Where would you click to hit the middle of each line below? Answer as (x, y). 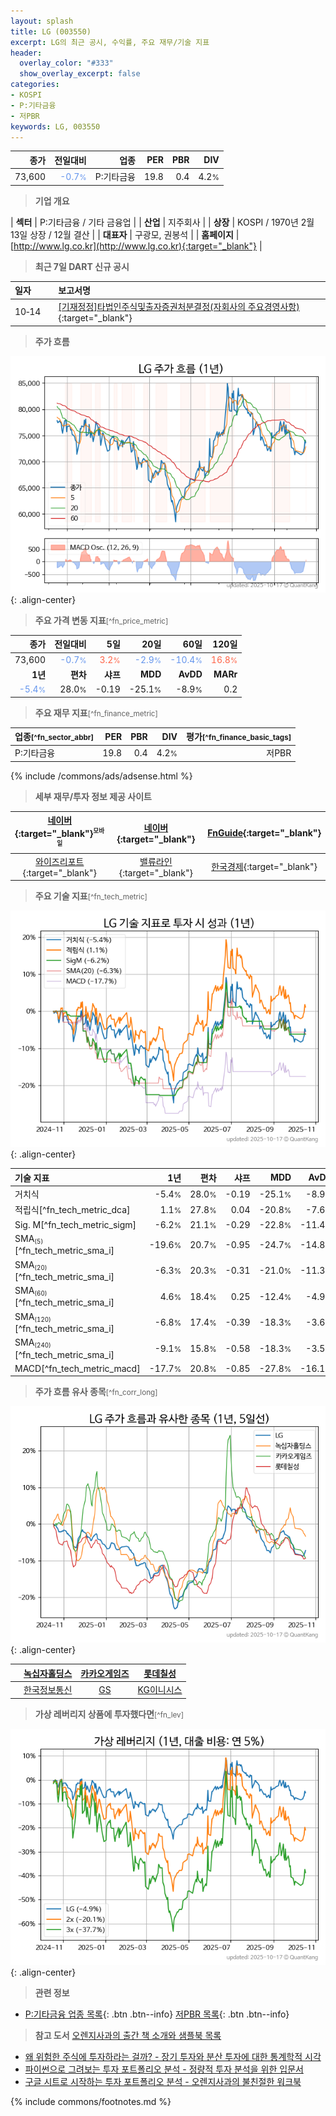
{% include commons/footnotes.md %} (91, 2101)
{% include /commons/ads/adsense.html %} (101, 776)
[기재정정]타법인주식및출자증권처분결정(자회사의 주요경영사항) (179, 307)
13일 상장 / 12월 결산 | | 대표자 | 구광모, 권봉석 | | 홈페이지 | (125, 234)
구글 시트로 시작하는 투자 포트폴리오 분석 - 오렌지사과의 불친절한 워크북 (163, 2081)
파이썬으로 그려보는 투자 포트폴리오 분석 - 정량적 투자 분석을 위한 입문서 (164, 2069)
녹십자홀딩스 (48, 1673)
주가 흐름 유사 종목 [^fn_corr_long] (96, 1392)
